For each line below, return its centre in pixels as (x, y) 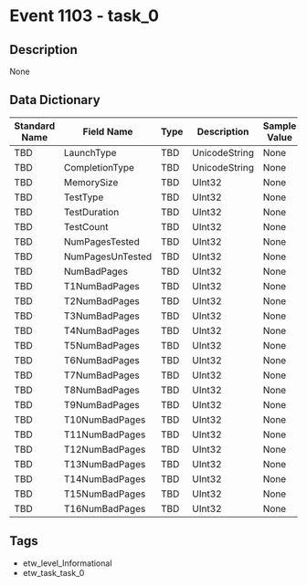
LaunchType (90, 152)
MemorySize (91, 182)
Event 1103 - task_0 (85, 16)
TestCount (86, 226)
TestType (84, 197)
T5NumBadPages (101, 345)
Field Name (108, 131)
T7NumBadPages (101, 375)
